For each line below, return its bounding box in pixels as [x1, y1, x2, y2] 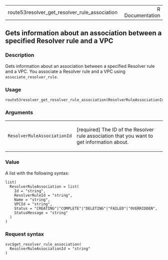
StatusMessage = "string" [14, 210, 68, 215]
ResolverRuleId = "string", [14, 193, 72, 198]
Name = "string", [14, 197, 50, 202]
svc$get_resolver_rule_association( [5, 242, 81, 247]
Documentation [124, 12, 160, 19]
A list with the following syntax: [5, 170, 69, 176]
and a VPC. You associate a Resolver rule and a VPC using [5, 68, 126, 74]
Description [5, 52, 34, 59]
